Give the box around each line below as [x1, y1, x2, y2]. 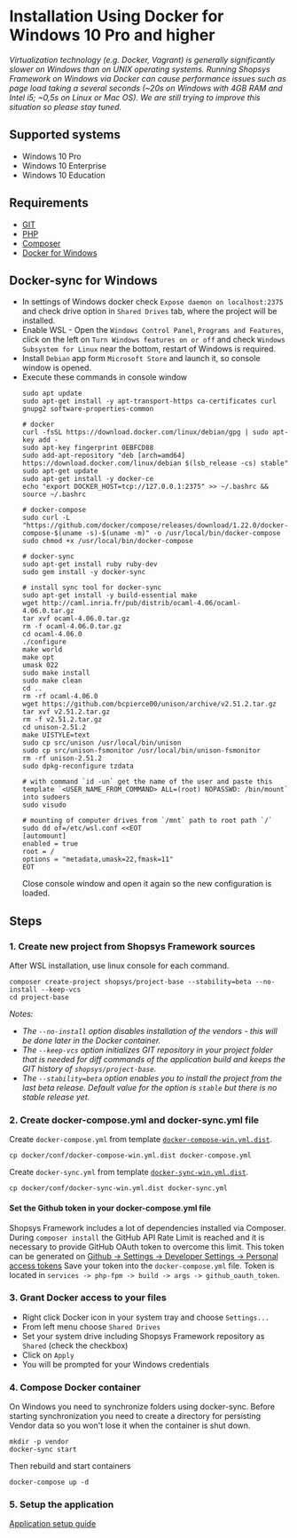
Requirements [9, 195, 89, 210]
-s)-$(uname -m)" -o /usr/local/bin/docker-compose [85, 529, 281, 538]
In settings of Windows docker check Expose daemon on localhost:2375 [21, 296, 284, 307]
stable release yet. [21, 1092, 90, 1102]
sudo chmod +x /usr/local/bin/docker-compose [21, 537, 193, 546]
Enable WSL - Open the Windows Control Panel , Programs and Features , [21, 325, 284, 335]
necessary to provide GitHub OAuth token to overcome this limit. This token [9, 1241, 285, 1252]
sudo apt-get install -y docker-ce [21, 475, 154, 484]
